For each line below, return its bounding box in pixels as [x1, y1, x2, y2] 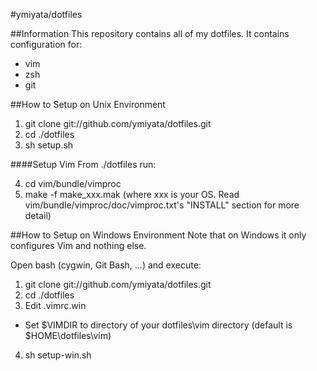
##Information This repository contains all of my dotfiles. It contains [10, 28, 290, 39]
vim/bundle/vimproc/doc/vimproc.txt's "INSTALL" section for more [24, 199, 300, 211]
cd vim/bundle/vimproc [24, 178, 122, 189]
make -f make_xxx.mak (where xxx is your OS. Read [24, 189, 240, 200]
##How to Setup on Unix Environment [10, 99, 166, 110]
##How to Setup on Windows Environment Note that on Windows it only [10, 229, 307, 241]
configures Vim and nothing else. [10, 240, 147, 251]
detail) [24, 210, 52, 221]
